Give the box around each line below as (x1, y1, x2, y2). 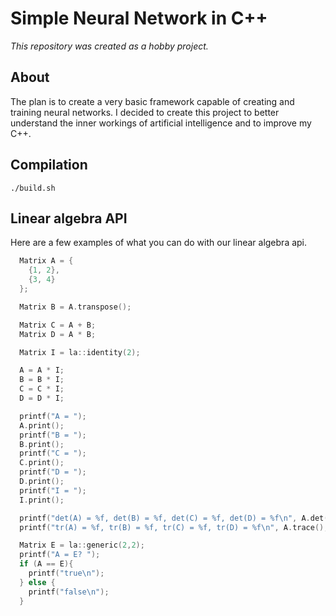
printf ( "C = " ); (19, 448, 87, 459)
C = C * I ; (19, 384, 65, 394)
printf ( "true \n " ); (28, 568, 105, 578)
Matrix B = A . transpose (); (19, 302, 132, 312)
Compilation (10, 157, 88, 174)
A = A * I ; (19, 365, 65, 376)
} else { (19, 577, 56, 587)
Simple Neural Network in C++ (10, 7, 268, 30)
